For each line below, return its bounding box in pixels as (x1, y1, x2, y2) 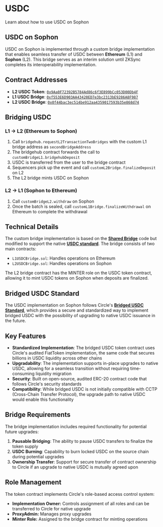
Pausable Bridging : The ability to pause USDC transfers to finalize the (12, 438, 153, 444)
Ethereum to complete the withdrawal (12, 208, 88, 214)
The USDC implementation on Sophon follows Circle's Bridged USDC (5, 302, 144, 308)
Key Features (5, 332, 46, 340)
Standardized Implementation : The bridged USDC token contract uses (12, 344, 155, 351)
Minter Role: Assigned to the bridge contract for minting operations (12, 516, 148, 522)
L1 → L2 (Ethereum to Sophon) (5, 128, 77, 134)
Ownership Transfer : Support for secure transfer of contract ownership (12, 459, 157, 465)
